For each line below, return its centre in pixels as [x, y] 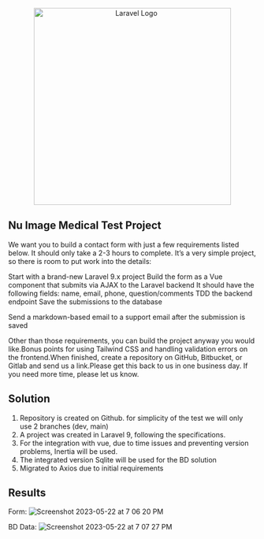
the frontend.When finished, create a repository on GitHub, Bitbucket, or [125, 357]
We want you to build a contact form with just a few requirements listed [124, 244]
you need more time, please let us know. [74, 374]
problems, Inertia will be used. [69, 451]
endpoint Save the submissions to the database [86, 301]
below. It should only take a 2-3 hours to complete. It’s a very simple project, [132, 253]
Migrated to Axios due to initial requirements [91, 468]
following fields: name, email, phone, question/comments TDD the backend [130, 293]
